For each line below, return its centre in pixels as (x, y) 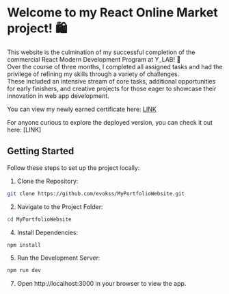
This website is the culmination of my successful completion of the (101, 52)
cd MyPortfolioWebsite (39, 219)
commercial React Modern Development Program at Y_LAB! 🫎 (94, 59)
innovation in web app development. (58, 96)
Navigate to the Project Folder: (60, 206)
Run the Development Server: (58, 258)
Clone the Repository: (48, 181)
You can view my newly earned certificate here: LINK (82, 109)
